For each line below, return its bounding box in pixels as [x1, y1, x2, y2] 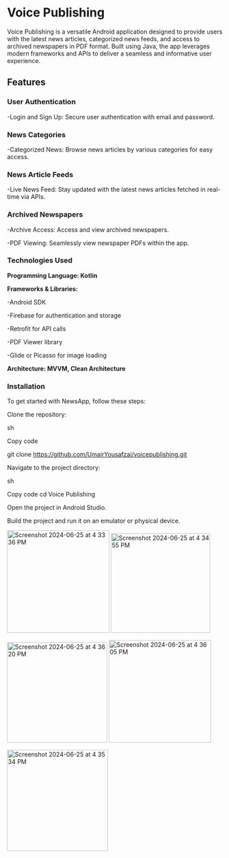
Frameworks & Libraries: [7, 285, 79, 293]
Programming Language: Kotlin [7, 271, 98, 279]
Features [7, 77, 46, 88]
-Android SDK [7, 298, 46, 306]
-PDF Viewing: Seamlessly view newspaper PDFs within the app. [7, 239, 189, 247]
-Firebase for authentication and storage [7, 311, 122, 320]
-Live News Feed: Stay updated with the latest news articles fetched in [7, 185, 206, 193]
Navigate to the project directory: [7, 464, 100, 472]
